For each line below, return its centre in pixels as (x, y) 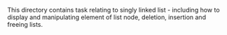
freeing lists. (25, 24)
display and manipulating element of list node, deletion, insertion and (107, 17)
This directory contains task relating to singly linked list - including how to (113, 10)
